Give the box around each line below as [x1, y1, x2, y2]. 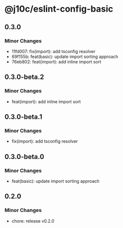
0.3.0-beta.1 [4, 113, 42, 121]
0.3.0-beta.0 [4, 152, 44, 161]
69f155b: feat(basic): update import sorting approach [11, 54, 119, 59]
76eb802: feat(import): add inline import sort [11, 58, 102, 64]
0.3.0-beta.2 [4, 73, 44, 81]
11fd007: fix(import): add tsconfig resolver [11, 48, 96, 54]
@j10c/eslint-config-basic [4, 3, 113, 15]
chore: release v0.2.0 [11, 218, 54, 224]
